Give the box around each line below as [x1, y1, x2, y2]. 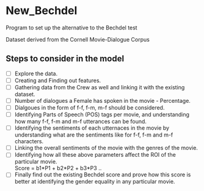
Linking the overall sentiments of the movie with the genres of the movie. [14, 144, 198, 152]
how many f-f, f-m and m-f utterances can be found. [14, 118, 147, 125]
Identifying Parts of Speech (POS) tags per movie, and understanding [14, 111, 190, 118]
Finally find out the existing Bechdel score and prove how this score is [14, 171, 191, 178]
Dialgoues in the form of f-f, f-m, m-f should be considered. [14, 104, 165, 111]
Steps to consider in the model [5, 53, 125, 64]
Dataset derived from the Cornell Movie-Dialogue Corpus [5, 36, 150, 43]
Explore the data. [14, 70, 58, 77]
